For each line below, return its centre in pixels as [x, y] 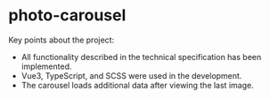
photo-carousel [67, 15]
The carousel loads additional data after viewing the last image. [138, 85]
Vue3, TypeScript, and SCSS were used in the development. [131, 75]
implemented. [46, 66]
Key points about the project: [61, 40]
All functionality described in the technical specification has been [141, 57]
